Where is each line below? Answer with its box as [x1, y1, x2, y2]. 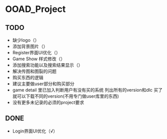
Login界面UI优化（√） [12, 128, 58, 134]
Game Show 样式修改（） [12, 56, 65, 62]
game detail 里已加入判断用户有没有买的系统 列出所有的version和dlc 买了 [12, 87, 162, 93]
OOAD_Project [5, 3, 66, 15]
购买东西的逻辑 [12, 75, 43, 80]
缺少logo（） [12, 37, 39, 43]
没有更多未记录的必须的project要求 [12, 100, 84, 105]
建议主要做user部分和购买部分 [12, 81, 74, 87]
